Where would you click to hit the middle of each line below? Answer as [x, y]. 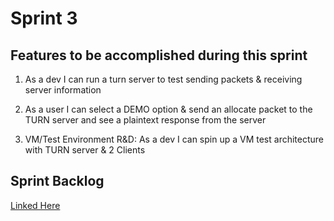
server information [63, 90]
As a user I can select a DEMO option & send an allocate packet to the [168, 109]
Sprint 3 [44, 18]
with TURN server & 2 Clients [85, 150]
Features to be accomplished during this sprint [159, 55]
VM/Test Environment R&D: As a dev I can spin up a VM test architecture [174, 139]
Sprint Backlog [57, 181]
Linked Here [35, 205]
